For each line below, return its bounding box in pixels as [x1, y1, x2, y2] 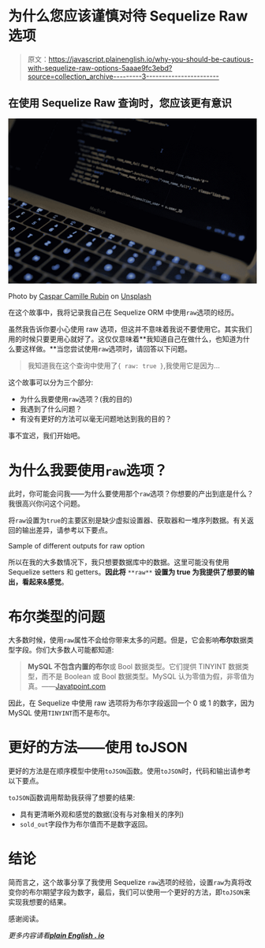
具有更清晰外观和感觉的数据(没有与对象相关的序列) [19, 809, 185, 820]
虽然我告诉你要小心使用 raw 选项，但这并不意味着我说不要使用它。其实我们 [8, 325, 252, 334]
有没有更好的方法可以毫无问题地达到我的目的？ [19, 415, 172, 424]
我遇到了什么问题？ [19, 404, 83, 414]
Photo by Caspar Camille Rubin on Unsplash [8, 292, 152, 301]
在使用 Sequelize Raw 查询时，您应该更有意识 [8, 96, 233, 110]
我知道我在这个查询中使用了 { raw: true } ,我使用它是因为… [27, 361, 221, 370]
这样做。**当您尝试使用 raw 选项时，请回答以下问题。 [21, 344, 192, 354]
